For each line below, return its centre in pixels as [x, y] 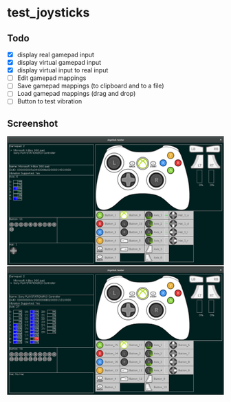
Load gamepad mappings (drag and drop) [76, 94]
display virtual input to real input [63, 70]
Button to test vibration [49, 101]
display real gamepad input [56, 54]
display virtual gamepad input [59, 63]
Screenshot [33, 123]
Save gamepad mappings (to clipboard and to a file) [90, 86]
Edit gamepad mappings [52, 78]
